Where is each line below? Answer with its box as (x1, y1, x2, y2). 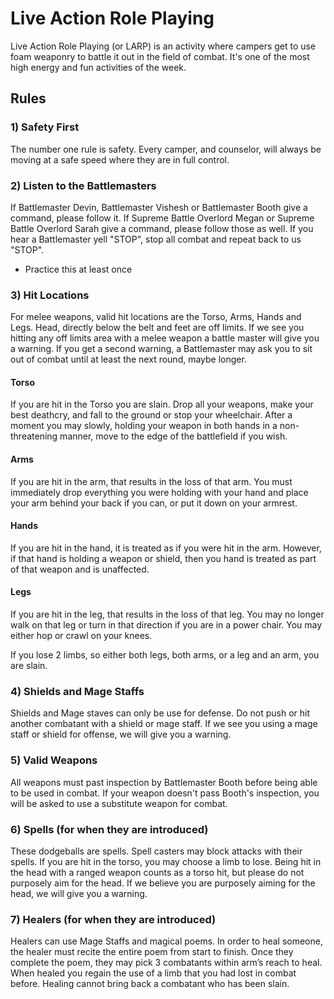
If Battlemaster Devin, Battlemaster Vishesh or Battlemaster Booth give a (10, 201, 308, 213)
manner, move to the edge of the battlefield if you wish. (59, 430, 288, 442)
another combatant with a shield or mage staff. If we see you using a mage (10, 718, 318, 730)
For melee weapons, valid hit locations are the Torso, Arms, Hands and (10, 311, 302, 323)
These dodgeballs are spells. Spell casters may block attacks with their (10, 845, 303, 857)
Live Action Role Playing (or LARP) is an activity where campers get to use (10, 40, 317, 52)
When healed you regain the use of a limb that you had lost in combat (10, 967, 297, 979)
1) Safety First (10, 120, 80, 134)
